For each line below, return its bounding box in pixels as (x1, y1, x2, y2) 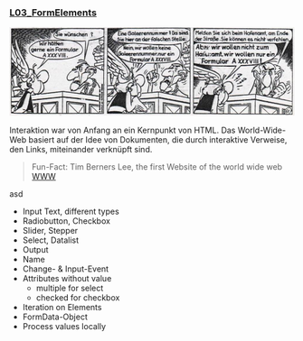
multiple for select (35, 282, 104, 294)
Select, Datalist (22, 235, 80, 245)
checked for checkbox (35, 292, 120, 303)
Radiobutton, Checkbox (22, 216, 111, 226)
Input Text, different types (22, 206, 119, 217)
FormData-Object (22, 311, 88, 322)
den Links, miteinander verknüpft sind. (9, 144, 153, 155)
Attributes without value (22, 273, 112, 284)
